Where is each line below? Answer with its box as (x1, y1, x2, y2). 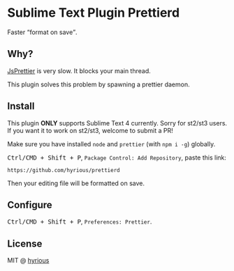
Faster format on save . (7, 28, 78, 36)
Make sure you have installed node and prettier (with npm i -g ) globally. (7, 139, 216, 148)
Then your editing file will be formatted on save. (7, 179, 145, 187)
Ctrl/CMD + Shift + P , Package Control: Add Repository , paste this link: (7, 153, 227, 162)
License (7, 238, 43, 249)
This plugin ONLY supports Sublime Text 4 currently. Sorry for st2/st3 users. (7, 118, 228, 127)
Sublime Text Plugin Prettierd (7, 5, 180, 21)
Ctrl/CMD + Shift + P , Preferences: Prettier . (7, 217, 152, 226)
